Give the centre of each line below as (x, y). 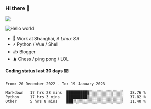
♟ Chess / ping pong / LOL (41, 59)
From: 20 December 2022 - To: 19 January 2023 (55, 84)
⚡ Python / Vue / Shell (35, 44)
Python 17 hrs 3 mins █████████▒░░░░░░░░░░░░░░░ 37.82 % (75, 97)
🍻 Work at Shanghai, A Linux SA (46, 39)
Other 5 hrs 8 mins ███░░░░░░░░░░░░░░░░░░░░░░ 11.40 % (75, 101)
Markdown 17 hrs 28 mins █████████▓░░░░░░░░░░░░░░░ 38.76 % (75, 93)
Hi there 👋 (18, 8)
